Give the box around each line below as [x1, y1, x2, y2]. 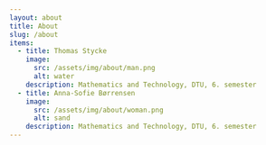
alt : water [33, 72, 75, 81]
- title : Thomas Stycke [17, 47, 107, 56]
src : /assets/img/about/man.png [33, 64, 156, 73]
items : [9, 38, 34, 48]
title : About [9, 22, 59, 31]
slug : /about [9, 30, 59, 39]
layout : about [9, 13, 63, 23]
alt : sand [33, 113, 71, 122]
